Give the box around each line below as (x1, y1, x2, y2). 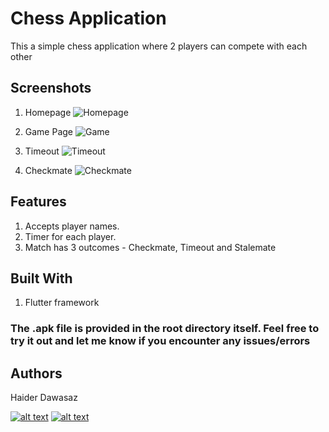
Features (10, 193, 67, 211)
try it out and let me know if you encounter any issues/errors (10, 334, 311, 348)
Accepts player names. (24, 220, 120, 232)
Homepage (24, 106, 72, 118)
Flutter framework (24, 297, 100, 309)
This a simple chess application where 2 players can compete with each (10, 40, 308, 52)
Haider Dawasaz (10, 392, 78, 404)
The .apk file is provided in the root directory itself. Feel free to (10, 322, 320, 336)
